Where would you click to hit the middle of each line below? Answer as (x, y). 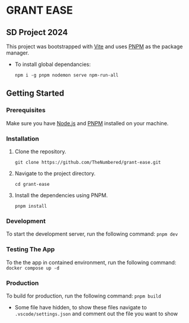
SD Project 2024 (37, 32)
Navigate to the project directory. (55, 173)
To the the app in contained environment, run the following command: (91, 262)
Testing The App (31, 249)
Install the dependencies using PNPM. (61, 195)
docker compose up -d (33, 268)
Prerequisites (26, 110)
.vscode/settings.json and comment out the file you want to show (96, 313)
